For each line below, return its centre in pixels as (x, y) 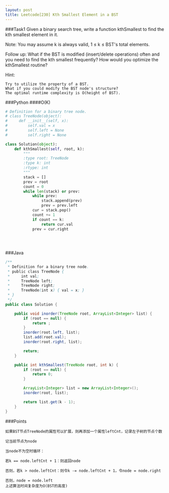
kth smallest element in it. (32, 34)
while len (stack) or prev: (52, 191)
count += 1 (44, 215)
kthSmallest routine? (26, 65)
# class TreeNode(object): (34, 116)
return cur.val (57, 224)
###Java (14, 253)
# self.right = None (36, 135)
